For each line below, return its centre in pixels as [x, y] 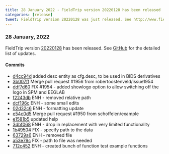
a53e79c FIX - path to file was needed [52, 140]
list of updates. [21, 53]
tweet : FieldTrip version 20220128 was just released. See [68, 19]
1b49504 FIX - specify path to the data [53, 130]
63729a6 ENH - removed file [42, 135]
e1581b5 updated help [35, 119]
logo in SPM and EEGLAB [39, 92]
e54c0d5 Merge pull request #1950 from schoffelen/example [76, 114]
